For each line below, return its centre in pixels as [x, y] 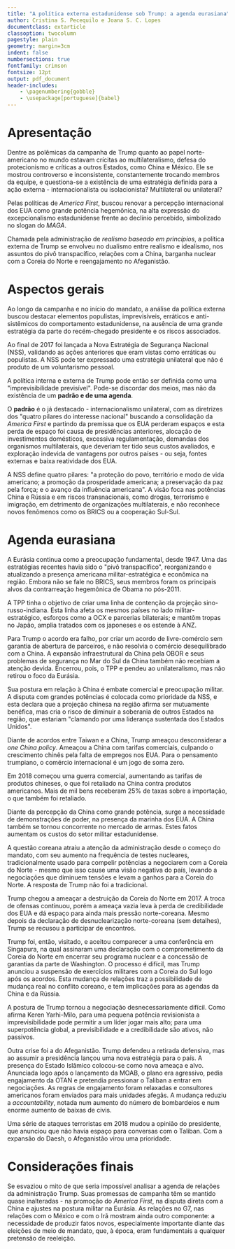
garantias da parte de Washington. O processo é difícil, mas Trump [104, 964]
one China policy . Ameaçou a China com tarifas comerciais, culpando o [110, 747]
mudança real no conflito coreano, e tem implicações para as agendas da [113, 986]
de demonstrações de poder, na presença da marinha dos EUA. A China [111, 819]
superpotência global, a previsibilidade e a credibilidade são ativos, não [110, 1029]
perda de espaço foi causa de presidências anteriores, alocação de [104, 431]
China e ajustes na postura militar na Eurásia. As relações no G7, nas [106, 1208]
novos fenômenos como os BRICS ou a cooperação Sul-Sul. [94, 511]
